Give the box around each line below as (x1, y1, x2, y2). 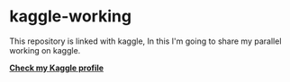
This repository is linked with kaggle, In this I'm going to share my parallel (9, 36, 282, 46)
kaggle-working (9, 6, 132, 27)
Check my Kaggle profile (9, 62, 104, 73)
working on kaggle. (9, 45, 81, 55)
